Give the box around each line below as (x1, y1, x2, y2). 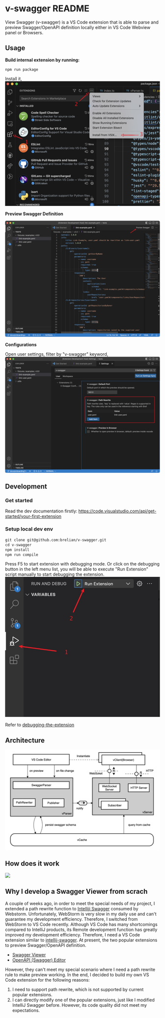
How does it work (5, 859, 60, 868)
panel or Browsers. (5, 29, 43, 35)
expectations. (12, 1007, 40, 1013)
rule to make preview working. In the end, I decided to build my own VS (5, 971, 149, 978)
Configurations (5, 341, 37, 347)
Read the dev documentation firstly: (5, 508, 78, 514)
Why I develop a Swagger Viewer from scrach (5, 887, 148, 896)
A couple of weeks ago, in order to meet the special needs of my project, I (5, 900, 155, 906)
